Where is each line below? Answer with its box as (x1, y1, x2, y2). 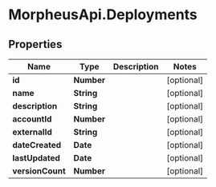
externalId (12, 126, 52, 137)
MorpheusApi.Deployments (8, 6, 198, 24)
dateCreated (12, 140, 62, 150)
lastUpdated (12, 153, 60, 163)
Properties (8, 38, 63, 51)
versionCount (12, 165, 66, 177)
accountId (12, 113, 52, 125)
